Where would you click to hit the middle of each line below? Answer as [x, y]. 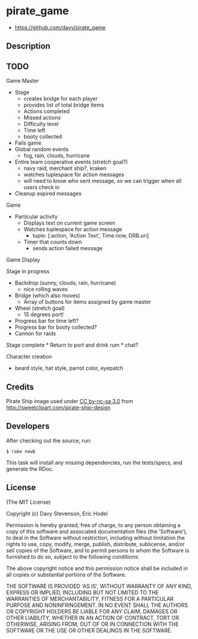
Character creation [29, 357]
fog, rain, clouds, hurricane [57, 155]
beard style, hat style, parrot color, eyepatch [69, 368]
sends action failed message [67, 248]
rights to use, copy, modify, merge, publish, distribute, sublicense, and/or [95, 544]
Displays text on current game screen [69, 223]
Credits [20, 387]
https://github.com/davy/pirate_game [60, 27]
